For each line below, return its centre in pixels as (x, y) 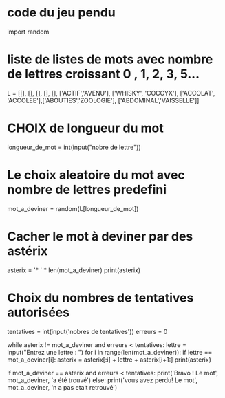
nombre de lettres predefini (87, 190)
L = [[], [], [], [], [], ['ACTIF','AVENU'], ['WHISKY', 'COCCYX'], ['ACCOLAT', (111, 93)
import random (28, 32)
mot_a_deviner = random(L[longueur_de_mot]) (73, 208)
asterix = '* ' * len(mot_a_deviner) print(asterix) (74, 270)
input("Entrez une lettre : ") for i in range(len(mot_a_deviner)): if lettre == (110, 352)
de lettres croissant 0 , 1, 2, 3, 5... (104, 74)
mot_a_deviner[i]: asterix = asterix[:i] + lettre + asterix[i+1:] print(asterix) (109, 360)
